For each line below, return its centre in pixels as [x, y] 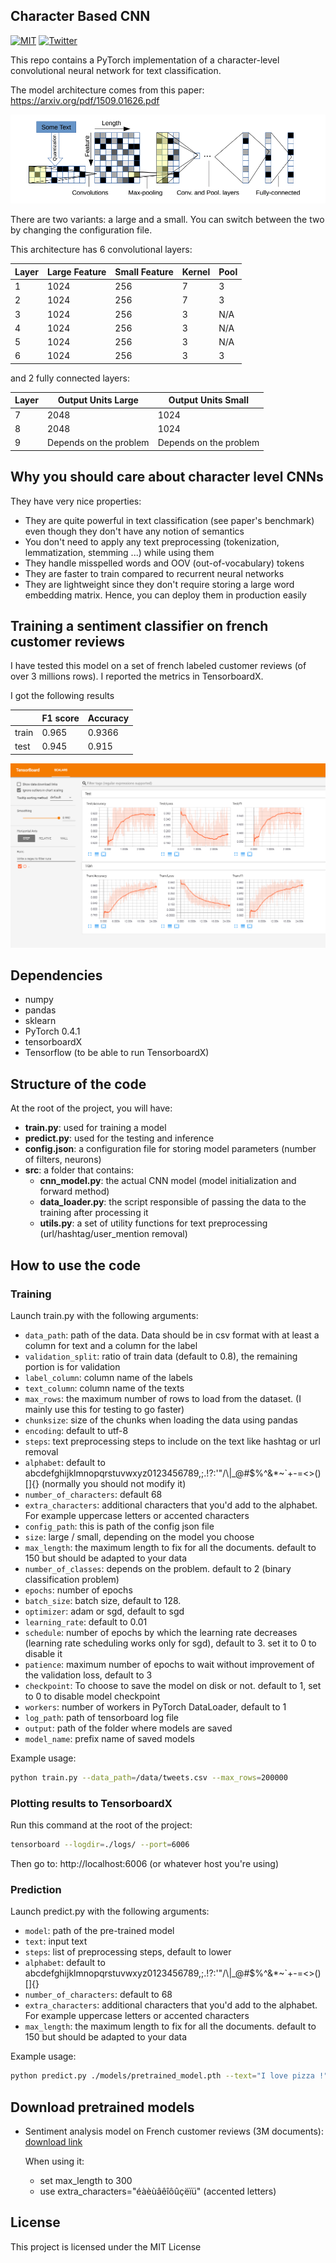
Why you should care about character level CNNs [167, 477]
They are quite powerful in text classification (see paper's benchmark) [169, 520]
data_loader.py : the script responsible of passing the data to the [173, 1202]
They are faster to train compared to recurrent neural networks [154, 573]
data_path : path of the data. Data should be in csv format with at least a [172, 1335]
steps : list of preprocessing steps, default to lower [128, 1952]
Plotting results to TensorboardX [91, 1803]
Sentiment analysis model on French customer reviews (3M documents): [174, 2131]
